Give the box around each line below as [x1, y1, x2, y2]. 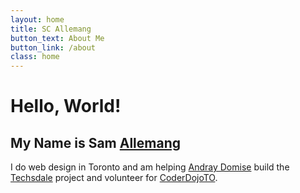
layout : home [10, 14, 65, 25]
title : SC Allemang [10, 24, 92, 34]
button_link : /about [10, 42, 97, 53]
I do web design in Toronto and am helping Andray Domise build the [10, 161, 290, 173]
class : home [10, 52, 60, 62]
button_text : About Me [10, 33, 105, 43]
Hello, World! [10, 95, 122, 118]
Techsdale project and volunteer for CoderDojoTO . [10, 172, 218, 184]
